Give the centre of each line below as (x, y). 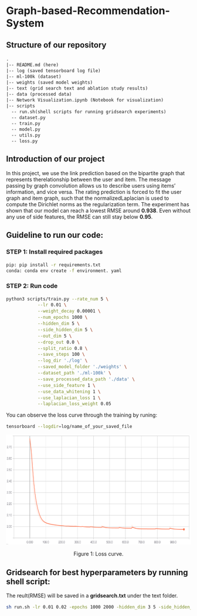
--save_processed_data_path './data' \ (86, 379)
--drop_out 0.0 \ (59, 342)
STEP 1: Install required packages (55, 252)
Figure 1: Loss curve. (98, 554)
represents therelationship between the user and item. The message (89, 179)
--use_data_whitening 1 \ (69, 392)
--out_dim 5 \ (55, 336)
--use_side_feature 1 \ (66, 385)
